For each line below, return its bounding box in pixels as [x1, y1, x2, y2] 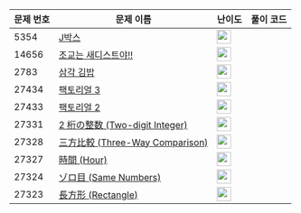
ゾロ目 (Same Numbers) [58, 171, 162, 183]
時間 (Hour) [58, 153, 108, 166]
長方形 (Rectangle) [58, 189, 138, 201]
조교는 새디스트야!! [58, 49, 134, 61]
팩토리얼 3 [58, 83, 101, 96]
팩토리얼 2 [58, 101, 101, 114]
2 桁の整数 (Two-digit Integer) [58, 118, 188, 131]
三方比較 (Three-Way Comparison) [58, 135, 209, 148]
